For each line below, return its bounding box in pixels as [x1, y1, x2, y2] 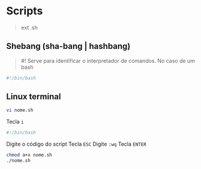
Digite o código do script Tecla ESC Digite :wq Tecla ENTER [6, 140, 147, 148]
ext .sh [20, 24, 38, 31]
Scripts [6, 4, 43, 18]
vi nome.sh [6, 107, 34, 113]
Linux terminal [6, 91, 61, 102]
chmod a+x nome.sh [6, 152, 52, 158]
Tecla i [6, 118, 24, 125]
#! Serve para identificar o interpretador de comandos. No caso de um [20, 57, 195, 64]
